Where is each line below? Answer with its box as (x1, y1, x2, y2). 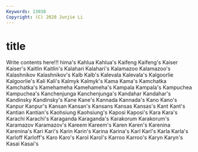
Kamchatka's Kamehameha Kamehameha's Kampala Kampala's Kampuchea (6, 84, 192, 91)
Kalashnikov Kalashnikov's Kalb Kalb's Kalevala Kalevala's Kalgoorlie (6, 71, 174, 78)
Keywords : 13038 (6, 8, 46, 15)
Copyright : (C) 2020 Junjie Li (6, 14, 83, 20)
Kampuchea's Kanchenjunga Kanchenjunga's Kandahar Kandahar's (6, 90, 171, 97)
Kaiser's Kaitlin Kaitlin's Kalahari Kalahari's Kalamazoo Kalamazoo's (6, 65, 171, 72)
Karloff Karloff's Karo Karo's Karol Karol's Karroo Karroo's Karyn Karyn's (6, 134, 183, 141)
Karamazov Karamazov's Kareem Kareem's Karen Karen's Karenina (6, 121, 170, 128)
